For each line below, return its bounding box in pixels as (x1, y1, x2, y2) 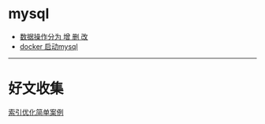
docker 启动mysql (19, 41, 78, 51)
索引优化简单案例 (8, 107, 64, 117)
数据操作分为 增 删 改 (19, 32, 88, 41)
